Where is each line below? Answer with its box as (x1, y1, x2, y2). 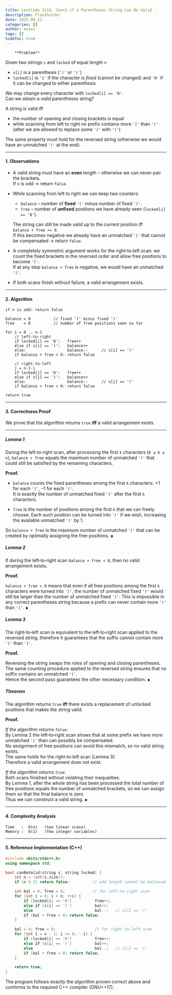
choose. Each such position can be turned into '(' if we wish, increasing (12, 512, 166, 518)
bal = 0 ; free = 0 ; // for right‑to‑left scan (14, 927, 153, 932)
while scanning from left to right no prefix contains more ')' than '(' (12, 121, 159, 127)
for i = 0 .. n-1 (5, 330, 42, 335)
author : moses (5, 27, 36, 32)
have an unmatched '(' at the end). (5, 142, 81, 148)
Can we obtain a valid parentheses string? (5, 95, 94, 102)
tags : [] (5, 31, 24, 36)
